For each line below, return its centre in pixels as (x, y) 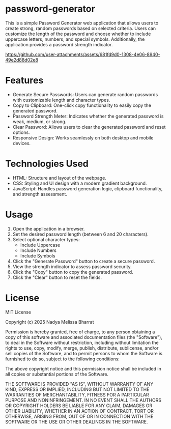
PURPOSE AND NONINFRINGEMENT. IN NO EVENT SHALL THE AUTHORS (83, 400)
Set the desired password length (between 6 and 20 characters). (80, 234)
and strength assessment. (40, 194)
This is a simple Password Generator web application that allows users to (82, 23)
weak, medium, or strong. (39, 121)
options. (21, 132)
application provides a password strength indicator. (59, 44)
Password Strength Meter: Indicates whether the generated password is (88, 116)
